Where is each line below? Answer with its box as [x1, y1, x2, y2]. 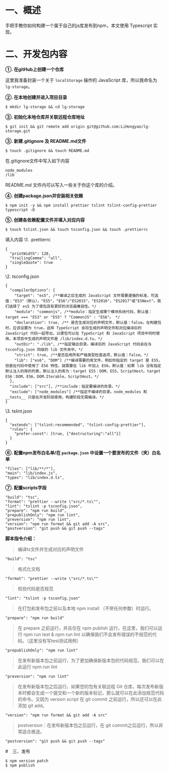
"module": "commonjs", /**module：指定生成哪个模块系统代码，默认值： [14, 309, 153, 314]
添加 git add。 [17, 702, 47, 708]
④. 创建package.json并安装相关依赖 [5, 193, 83, 199]
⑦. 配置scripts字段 [5, 484, 47, 490]
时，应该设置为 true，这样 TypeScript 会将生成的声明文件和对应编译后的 [5, 325, 142, 330]
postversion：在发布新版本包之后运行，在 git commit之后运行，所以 [17, 722, 159, 728]
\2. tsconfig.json [5, 273, 39, 280]
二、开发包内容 [5, 49, 68, 60]
